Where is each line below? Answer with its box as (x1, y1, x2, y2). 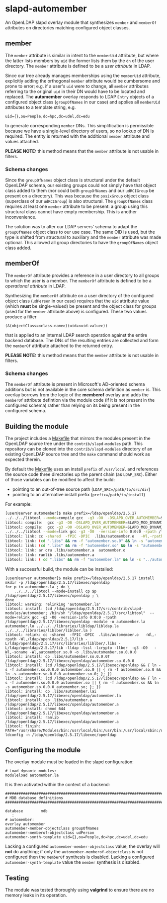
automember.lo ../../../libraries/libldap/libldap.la (5, 624, 119, 629)
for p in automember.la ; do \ (5, 584, 70, 589)
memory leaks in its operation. (5, 892, 67, 898)
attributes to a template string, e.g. (5, 104, 76, 110)
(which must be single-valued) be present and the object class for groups (5, 303, 157, 309)
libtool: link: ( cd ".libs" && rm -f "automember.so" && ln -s (5, 543, 139, 548)
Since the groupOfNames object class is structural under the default (5, 177, 140, 183)
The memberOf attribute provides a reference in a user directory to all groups (5, 272, 160, 278)
